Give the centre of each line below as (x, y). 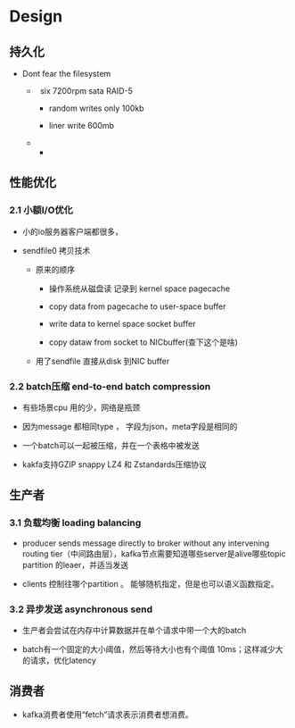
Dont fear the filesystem (66, 74)
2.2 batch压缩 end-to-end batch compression (110, 386)
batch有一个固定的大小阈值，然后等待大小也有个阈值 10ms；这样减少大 (152, 649)
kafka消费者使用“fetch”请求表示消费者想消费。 (107, 714)
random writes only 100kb (96, 108)
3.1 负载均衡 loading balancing (75, 523)
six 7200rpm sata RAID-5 (86, 91)
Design (36, 17)
